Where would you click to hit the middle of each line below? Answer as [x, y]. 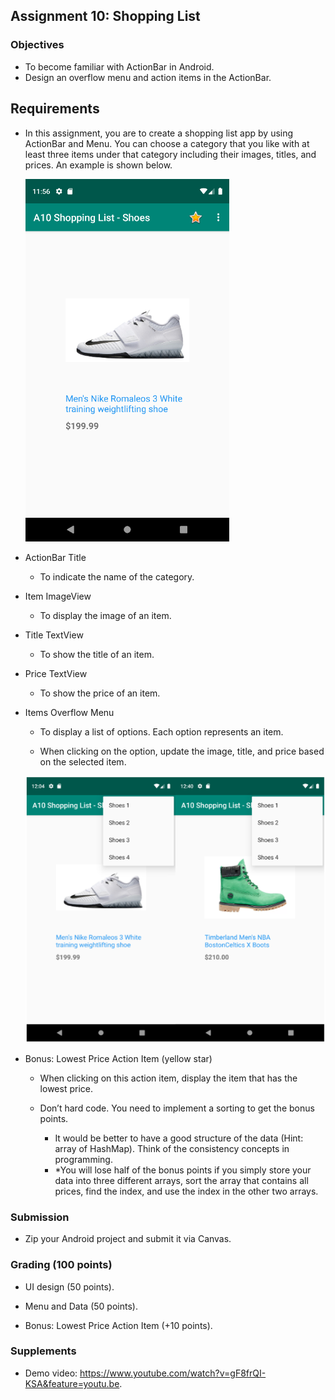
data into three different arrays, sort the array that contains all [181, 1180]
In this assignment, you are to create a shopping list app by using [159, 133]
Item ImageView [58, 596]
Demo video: [51, 1373]
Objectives [37, 45]
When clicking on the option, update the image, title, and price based [182, 751]
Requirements [55, 109]
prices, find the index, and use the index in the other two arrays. [186, 1191]
